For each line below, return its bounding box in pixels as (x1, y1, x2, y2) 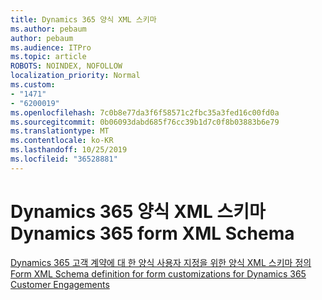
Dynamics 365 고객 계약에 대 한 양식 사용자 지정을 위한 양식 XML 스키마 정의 (10, 256, 312, 268)
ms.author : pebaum (10, 24, 87, 34)
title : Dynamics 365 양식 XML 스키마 (10, 14, 157, 25)
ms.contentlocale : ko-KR (10, 136, 114, 146)
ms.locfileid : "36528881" (10, 154, 118, 164)
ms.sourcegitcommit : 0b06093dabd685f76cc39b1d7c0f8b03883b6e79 (10, 117, 280, 127)
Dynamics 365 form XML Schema (10, 222, 295, 245)
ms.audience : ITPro (10, 42, 92, 53)
